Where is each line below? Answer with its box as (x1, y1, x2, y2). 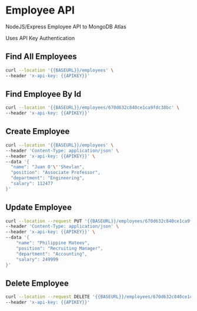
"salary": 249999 (16, 256, 59, 263)
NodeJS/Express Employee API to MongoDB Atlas (5, 23, 127, 30)
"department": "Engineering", (11, 175, 85, 181)
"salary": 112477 (11, 181, 54, 186)
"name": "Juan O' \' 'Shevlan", (11, 164, 85, 170)
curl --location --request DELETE (5, 294, 91, 300)
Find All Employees (5, 51, 77, 62)
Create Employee (5, 126, 70, 136)
